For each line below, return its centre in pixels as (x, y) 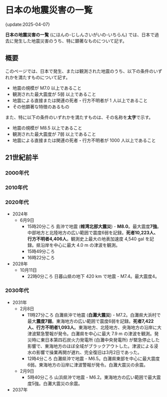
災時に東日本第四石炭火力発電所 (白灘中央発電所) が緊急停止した (93, 340)
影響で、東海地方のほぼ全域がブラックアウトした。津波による (90, 346)
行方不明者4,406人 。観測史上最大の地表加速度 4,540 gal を (88, 239)
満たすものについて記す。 (44, 77)
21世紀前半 (22, 158)
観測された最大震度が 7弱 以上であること (54, 134)
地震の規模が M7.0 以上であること (47, 88)
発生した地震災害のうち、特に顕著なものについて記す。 (70, 41)
